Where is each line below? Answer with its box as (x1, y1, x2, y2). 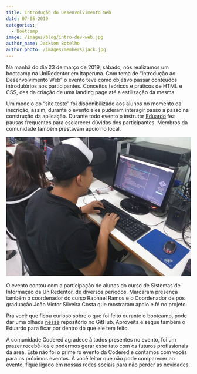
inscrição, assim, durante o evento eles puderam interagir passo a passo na (6, 106, 189, 113)
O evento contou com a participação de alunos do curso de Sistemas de (6, 282, 181, 289)
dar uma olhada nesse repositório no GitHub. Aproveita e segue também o (6, 318, 186, 325)
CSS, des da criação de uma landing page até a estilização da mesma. (6, 88, 176, 95)
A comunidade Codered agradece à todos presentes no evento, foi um (6, 336, 176, 343)
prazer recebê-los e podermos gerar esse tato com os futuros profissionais (6, 342, 189, 349)
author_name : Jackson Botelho (6, 41, 80, 47)
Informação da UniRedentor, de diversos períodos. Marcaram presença (6, 288, 178, 295)
